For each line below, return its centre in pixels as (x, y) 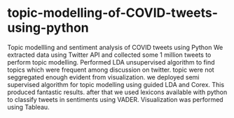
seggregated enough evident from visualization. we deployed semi (103, 77)
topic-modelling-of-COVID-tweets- (113, 13)
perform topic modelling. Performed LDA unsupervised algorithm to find (111, 62)
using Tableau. (29, 107)
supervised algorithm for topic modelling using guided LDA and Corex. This (116, 84)
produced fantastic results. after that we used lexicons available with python (117, 92)
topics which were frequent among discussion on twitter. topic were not (111, 70)
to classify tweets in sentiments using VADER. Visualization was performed (115, 99)
